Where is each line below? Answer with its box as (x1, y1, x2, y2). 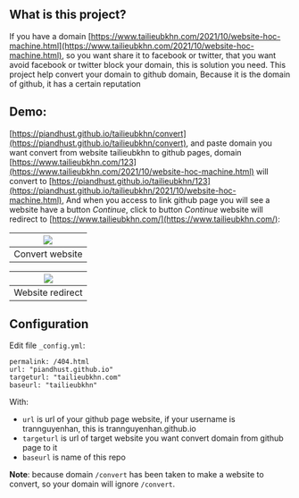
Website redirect (13, 286, 83, 299)
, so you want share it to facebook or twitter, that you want (61, 49, 277, 61)
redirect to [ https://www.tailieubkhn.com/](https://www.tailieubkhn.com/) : (9, 214, 281, 224)
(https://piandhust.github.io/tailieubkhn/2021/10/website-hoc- (9, 185, 237, 196)
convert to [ (9, 175, 53, 186)
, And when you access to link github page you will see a (61, 194, 270, 205)
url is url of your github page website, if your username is (21, 414, 236, 425)
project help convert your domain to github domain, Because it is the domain (9, 69, 291, 80)
